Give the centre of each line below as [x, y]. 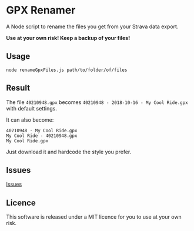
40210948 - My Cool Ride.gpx [42, 130]
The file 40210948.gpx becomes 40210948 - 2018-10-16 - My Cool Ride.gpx [97, 102]
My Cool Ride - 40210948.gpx [42, 136]
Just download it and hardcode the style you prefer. [69, 152]
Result [18, 88]
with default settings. [31, 108]
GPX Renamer [41, 10]
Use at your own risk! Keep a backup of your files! [68, 38]
